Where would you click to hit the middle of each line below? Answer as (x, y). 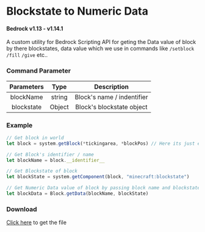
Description (112, 87)
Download (22, 209)
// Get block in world (35, 138)
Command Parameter (39, 71)
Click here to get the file (37, 223)
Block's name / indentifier (111, 97)
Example (20, 125)
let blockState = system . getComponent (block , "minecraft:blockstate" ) (98, 177)
